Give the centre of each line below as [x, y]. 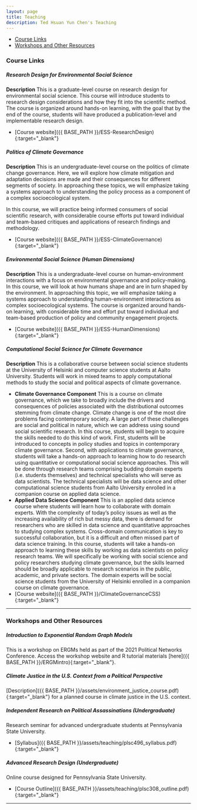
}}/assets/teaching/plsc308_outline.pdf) [141, 788]
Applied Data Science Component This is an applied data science [95, 500]
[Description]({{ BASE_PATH [40, 691]
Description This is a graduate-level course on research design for [87, 89]
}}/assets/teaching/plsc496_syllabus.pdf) [127, 743]
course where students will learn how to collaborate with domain [93, 506]
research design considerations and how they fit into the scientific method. [97, 102]
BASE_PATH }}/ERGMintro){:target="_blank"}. [61, 662]
